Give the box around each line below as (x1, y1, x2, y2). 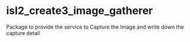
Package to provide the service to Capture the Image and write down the (6, 23, 184, 30)
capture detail (6, 29, 40, 36)
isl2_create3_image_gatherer (6, 4, 153, 17)
